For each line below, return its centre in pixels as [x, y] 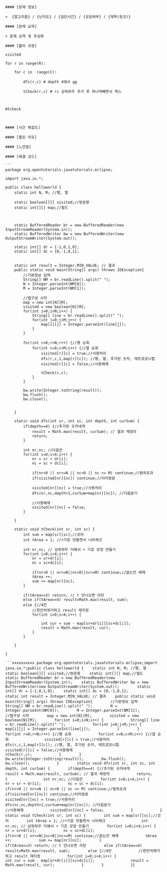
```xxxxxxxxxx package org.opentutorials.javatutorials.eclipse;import [81, 663]
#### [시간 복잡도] [23, 128]
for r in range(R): [25, 64]
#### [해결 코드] [21, 157]
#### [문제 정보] [21, 7]
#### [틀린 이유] [21, 137]
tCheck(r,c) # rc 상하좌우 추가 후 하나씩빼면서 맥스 [72, 92]
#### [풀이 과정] [21, 46]
